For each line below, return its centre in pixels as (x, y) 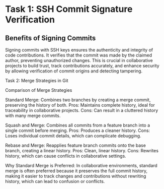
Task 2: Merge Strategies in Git (37, 81)
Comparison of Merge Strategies (39, 90)
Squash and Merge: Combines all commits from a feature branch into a (78, 125)
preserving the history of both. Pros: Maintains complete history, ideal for (80, 105)
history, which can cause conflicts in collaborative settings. (66, 156)
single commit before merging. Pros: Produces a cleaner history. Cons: (78, 130)
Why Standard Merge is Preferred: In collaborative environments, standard (81, 165)
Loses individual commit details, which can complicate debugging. (73, 136)
